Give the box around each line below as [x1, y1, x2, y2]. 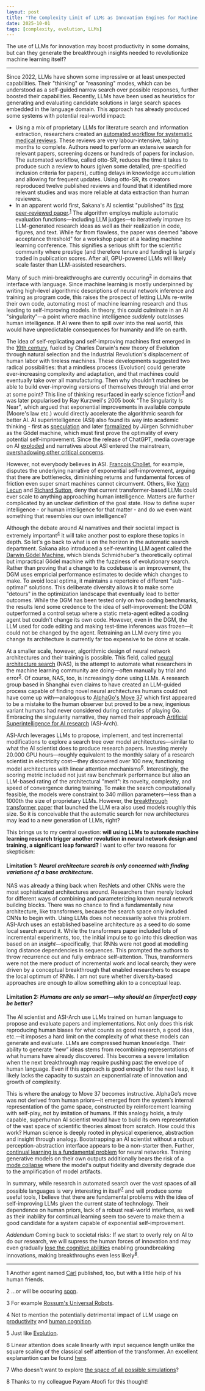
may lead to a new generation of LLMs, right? [6, 817, 120, 824]
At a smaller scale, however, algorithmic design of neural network [6, 647, 171, 655]
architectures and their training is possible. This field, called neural [6, 653, 174, 661]
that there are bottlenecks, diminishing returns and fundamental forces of [6, 473, 191, 481]
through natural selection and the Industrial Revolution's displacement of [6, 350, 189, 358]
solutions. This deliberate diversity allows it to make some [28, 583, 174, 591]
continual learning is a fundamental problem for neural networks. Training [6, 1148, 191, 1156]
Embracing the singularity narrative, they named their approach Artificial [6, 713, 188, 721]
